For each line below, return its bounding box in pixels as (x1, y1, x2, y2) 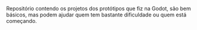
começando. (6, 18, 37, 24)
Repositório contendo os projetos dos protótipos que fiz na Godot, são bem (6, 5, 192, 12)
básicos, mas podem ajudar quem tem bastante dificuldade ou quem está (6, 11, 187, 18)
